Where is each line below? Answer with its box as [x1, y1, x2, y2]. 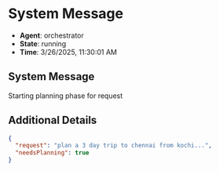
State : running [19, 38, 67, 48]
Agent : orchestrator [19, 31, 85, 40]
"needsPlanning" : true [15, 149, 89, 157]
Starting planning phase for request [8, 91, 123, 100]
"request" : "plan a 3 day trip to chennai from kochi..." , [15, 142, 213, 150]
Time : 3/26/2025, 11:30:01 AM [19, 47, 118, 56]
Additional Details [8, 114, 97, 127]
